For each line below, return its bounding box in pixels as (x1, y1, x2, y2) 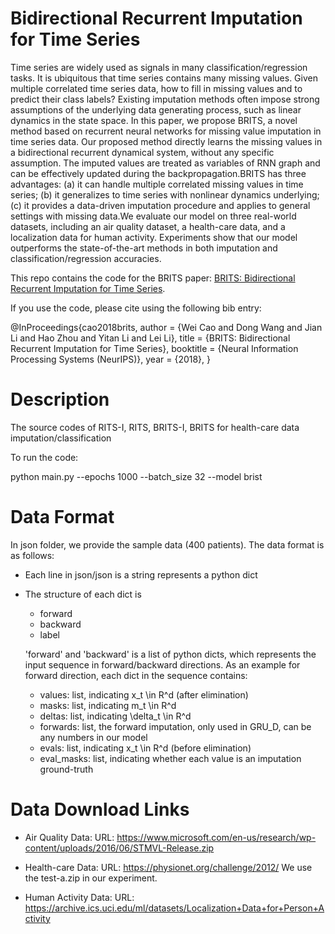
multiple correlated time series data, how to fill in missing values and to (10, 82, 303, 94)
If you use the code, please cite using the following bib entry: (10, 302, 262, 314)
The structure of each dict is (24, 588, 142, 600)
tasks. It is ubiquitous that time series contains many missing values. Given (10, 72, 318, 84)
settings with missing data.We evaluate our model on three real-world (10, 210, 297, 222)
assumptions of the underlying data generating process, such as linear (10, 103, 302, 116)
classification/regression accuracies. (10, 252, 162, 264)
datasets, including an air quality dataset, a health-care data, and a (10, 220, 286, 232)
